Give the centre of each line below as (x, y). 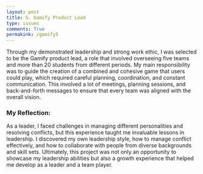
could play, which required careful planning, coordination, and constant (96, 78)
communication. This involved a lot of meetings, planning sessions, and (96, 84)
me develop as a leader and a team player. (59, 165)
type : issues (23, 23)
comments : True (26, 29)
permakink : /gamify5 (33, 35)
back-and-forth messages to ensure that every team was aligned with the (99, 91)
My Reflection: (28, 113)
